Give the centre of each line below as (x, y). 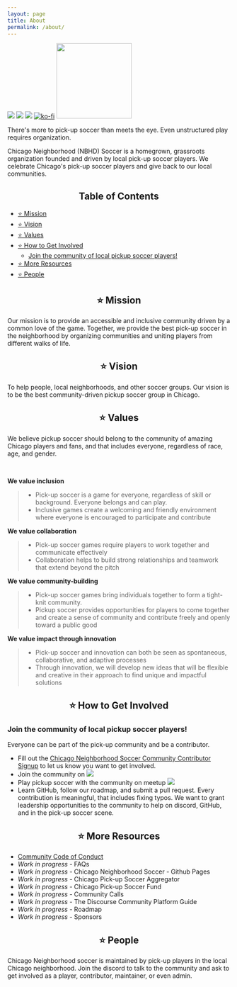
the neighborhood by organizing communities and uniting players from (110, 336)
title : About (27, 21)
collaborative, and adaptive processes (91, 660)
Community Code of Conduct (60, 857)
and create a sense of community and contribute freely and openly (133, 617)
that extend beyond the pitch (77, 567)
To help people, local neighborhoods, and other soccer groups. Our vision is (118, 387)
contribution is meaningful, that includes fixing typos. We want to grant (121, 798)
